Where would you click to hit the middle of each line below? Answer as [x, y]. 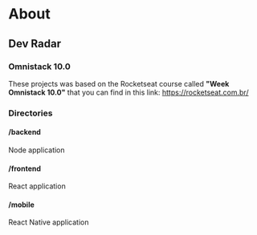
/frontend [25, 168]
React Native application [49, 222]
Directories [31, 113]
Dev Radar [35, 44]
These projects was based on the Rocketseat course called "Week [119, 83]
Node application [37, 150]
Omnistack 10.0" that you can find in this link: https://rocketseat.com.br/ [128, 92]
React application [37, 186]
